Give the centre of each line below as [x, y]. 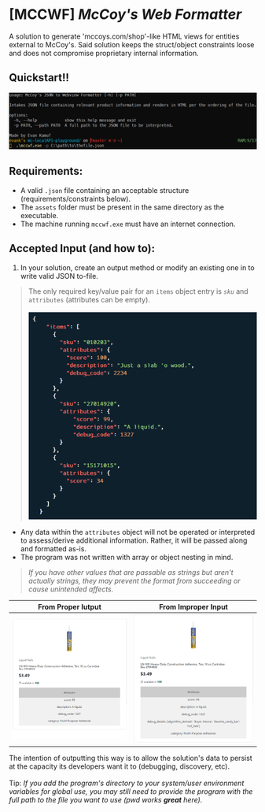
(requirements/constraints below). [75, 198]
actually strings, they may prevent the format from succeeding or [134, 581]
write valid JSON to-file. [59, 276]
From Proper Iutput [70, 606]
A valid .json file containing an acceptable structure [105, 190]
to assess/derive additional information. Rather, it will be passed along [134, 540]
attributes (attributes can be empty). [89, 299]
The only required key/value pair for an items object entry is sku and [138, 291]
